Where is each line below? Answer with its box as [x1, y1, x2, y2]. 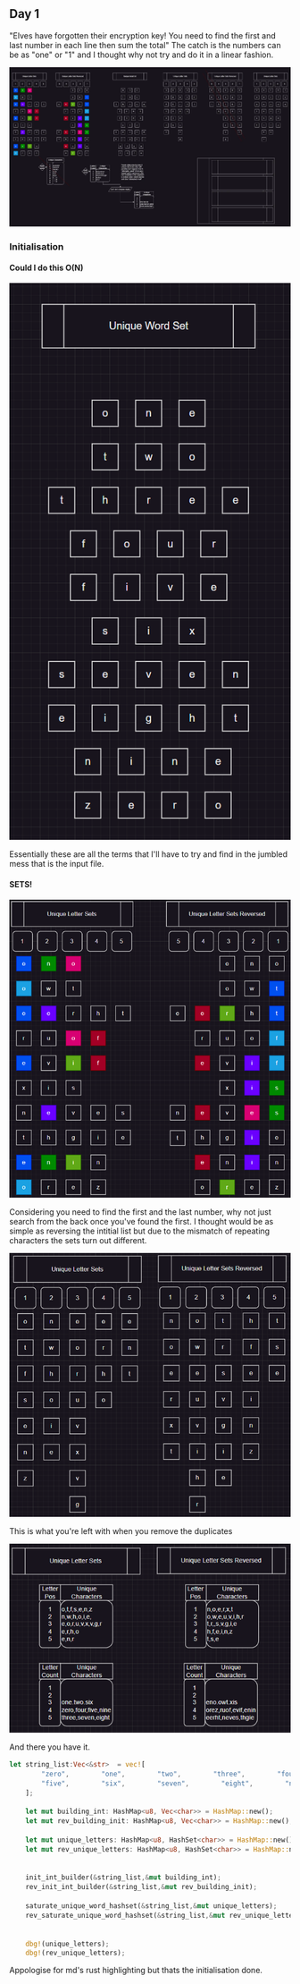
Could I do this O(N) [9, 262, 84, 274]
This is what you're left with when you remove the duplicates [9, 1525, 233, 1536]
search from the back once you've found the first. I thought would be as [9, 1216, 274, 1226]
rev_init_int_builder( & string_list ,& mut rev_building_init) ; [25, 1883, 257, 1892]
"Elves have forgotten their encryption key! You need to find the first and [9, 30, 277, 41]
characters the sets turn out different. [9, 1234, 147, 1245]
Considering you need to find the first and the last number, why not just [9, 1206, 271, 1217]
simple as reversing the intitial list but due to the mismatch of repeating [9, 1225, 271, 1236]
